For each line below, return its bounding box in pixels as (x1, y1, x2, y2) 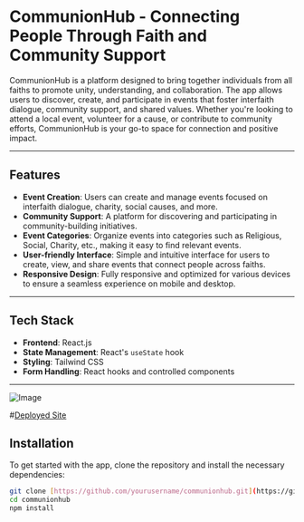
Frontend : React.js (22, 337, 92, 348)
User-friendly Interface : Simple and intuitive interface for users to (22, 249, 270, 260)
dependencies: (9, 469, 65, 480)
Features (9, 168, 61, 183)
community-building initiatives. (22, 220, 138, 231)
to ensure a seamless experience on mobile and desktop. (22, 278, 236, 289)
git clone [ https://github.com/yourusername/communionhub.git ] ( (9, 487, 257, 496)
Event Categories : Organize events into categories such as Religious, (22, 229, 282, 241)
